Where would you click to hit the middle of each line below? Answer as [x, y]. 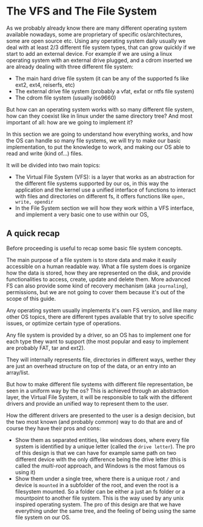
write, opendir [34, 202]
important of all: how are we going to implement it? [70, 122]
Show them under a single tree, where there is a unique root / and [97, 478]
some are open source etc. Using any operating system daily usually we [96, 41]
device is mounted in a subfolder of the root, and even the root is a [97, 485]
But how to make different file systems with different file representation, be [100, 384]
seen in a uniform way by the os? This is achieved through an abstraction [98, 391]
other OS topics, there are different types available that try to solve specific [100, 317]
